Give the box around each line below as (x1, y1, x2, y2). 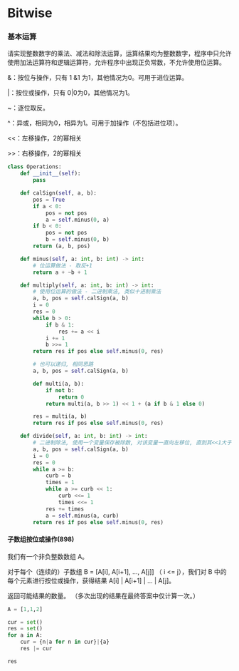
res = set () (7, 625, 43, 632)
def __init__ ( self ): (20, 170, 81, 178)
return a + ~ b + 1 (33, 269, 87, 276)
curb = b (45, 472, 72, 479)
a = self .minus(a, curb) (45, 512, 119, 519)
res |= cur (20, 645, 53, 652)
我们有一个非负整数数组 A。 (7, 552, 89, 560)
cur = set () (7, 618, 43, 625)
